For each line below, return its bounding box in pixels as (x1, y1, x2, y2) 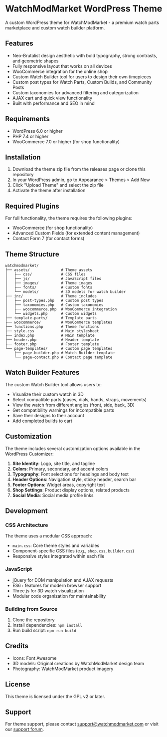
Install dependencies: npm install (12, 622, 82, 628)
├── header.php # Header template (5, 337, 99, 342)
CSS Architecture (5, 521, 48, 528)
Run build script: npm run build (12, 627, 76, 633)
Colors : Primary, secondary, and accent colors (12, 466, 109, 472)
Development (5, 507, 48, 515)
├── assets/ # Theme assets (5, 267, 93, 272)
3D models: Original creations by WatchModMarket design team (12, 660, 145, 666)
